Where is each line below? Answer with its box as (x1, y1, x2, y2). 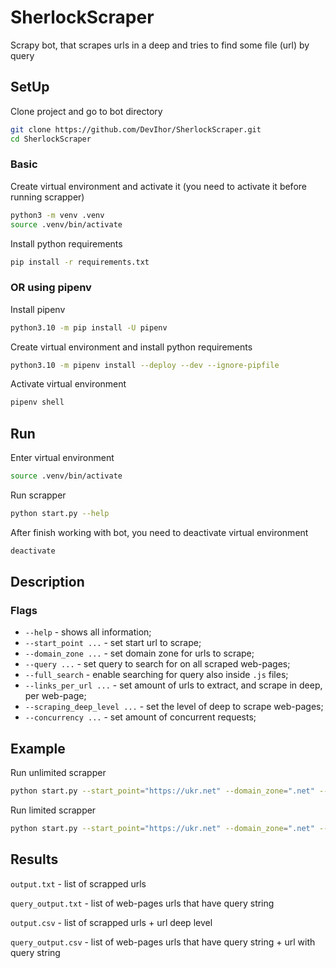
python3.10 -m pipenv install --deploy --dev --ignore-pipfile (10, 360, 280, 370)
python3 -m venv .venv (10, 210, 105, 220)
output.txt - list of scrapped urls (10, 877, 147, 890)
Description (10, 574, 85, 591)
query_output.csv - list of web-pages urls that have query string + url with (10, 936, 316, 948)
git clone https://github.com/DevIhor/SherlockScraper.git (10, 124, 262, 135)
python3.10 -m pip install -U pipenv (10, 322, 168, 333)
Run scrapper (10, 489, 67, 501)
